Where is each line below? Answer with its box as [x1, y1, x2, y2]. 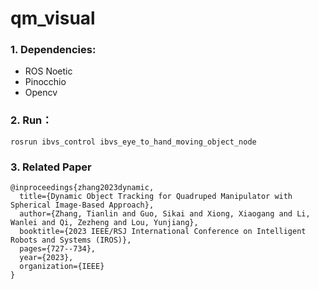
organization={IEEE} [19, 262, 105, 272]
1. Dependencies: [10, 43, 97, 57]
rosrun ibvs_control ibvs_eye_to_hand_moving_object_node [10, 137, 257, 147]
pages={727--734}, [19, 244, 97, 254]
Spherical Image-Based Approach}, [10, 200, 155, 211]
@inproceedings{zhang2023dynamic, [10, 183, 155, 193]
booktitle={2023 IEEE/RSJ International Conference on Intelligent [19, 227, 307, 237]
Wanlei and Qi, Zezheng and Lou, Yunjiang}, [10, 218, 199, 228]
